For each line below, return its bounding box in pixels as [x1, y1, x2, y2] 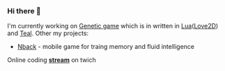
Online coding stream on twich [7, 56, 96, 64]
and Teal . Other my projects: [7, 29, 89, 37]
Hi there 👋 [7, 6, 42, 16]
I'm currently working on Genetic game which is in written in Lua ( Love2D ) [7, 22, 219, 30]
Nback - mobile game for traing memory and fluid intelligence [17, 43, 195, 51]
